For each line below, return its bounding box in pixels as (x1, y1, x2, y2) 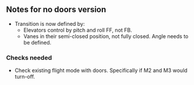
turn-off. (14, 73, 35, 80)
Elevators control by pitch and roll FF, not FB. (23, 26, 132, 33)
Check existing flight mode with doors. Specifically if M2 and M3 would (14, 67, 188, 74)
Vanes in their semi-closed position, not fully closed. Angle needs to (23, 32, 189, 40)
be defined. (23, 39, 52, 46)
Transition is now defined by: (14, 20, 85, 27)
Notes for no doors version (6, 5, 106, 15)
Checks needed (6, 53, 52, 62)
